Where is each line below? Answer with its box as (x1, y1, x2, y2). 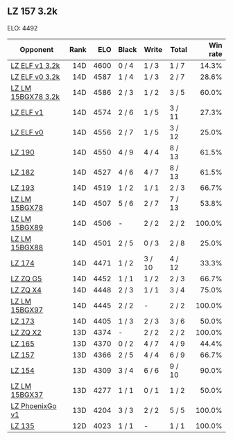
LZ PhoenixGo (10, 401, 57, 411)
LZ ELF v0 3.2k (10, 72, 60, 82)
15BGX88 (10, 243, 44, 252)
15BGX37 (10, 389, 44, 399)
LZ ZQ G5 (10, 274, 42, 283)
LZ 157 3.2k (7, 6, 58, 17)
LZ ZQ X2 (10, 327, 42, 337)
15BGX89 (10, 222, 44, 232)
